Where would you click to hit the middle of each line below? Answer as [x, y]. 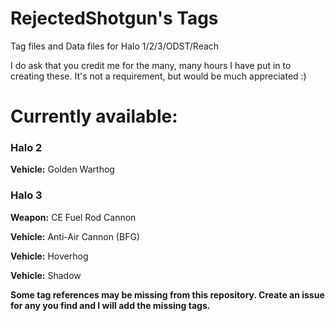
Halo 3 [26, 195]
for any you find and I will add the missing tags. [110, 305]
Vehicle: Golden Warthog [62, 169]
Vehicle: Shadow [46, 275]
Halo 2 [26, 148]
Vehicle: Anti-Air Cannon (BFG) [75, 236]
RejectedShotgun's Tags [114, 18]
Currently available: [94, 116]
